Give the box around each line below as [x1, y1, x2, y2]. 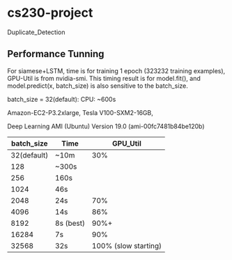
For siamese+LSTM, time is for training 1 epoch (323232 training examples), [7, 66, 226, 75]
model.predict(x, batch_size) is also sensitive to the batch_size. [7, 82, 188, 90]
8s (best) [54, 218, 86, 228]
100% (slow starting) [91, 240, 162, 250]
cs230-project [7, 5, 93, 21]
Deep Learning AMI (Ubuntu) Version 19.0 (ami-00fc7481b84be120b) [7, 122, 205, 130]
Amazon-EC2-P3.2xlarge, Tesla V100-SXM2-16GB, [7, 108, 153, 116]
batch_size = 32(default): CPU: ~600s [7, 95, 116, 103]
